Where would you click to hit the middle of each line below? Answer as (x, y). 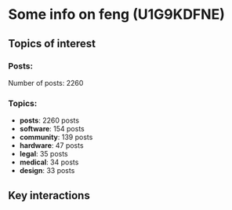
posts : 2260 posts (49, 120)
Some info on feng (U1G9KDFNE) (116, 15)
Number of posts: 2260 (46, 83)
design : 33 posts (47, 171)
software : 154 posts (52, 129)
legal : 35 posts (43, 154)
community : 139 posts (56, 137)
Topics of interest (52, 44)
